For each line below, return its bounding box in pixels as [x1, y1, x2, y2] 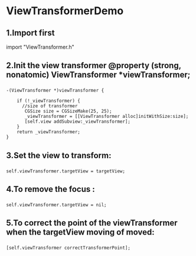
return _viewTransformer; [17, 129, 81, 135]
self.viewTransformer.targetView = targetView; [6, 168, 126, 174]
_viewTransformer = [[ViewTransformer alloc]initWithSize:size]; [24, 114, 189, 120]
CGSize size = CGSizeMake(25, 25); [24, 108, 112, 114]
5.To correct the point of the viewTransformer [6, 218, 178, 228]
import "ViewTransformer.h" [6, 43, 75, 50]
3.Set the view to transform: [6, 150, 112, 161]
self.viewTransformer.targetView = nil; [6, 201, 107, 208]
